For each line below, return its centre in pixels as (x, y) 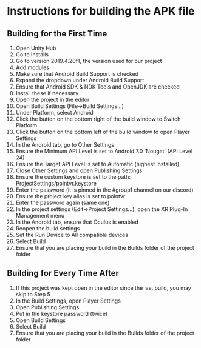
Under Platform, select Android (54, 112)
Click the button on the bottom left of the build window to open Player (103, 132)
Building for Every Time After (63, 273)
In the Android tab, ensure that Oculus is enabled (77, 222)
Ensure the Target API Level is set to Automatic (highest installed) (97, 164)
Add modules (32, 67)
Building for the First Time (57, 34)
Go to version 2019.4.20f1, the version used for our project (89, 61)
